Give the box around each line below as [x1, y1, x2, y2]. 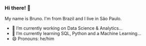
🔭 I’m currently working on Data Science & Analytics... [11, 25, 123, 31]
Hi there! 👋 [4, 4, 31, 11]
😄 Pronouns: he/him [11, 36, 54, 42]
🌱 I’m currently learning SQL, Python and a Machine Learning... [11, 31, 142, 37]
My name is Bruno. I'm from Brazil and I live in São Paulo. [4, 16, 122, 22]
